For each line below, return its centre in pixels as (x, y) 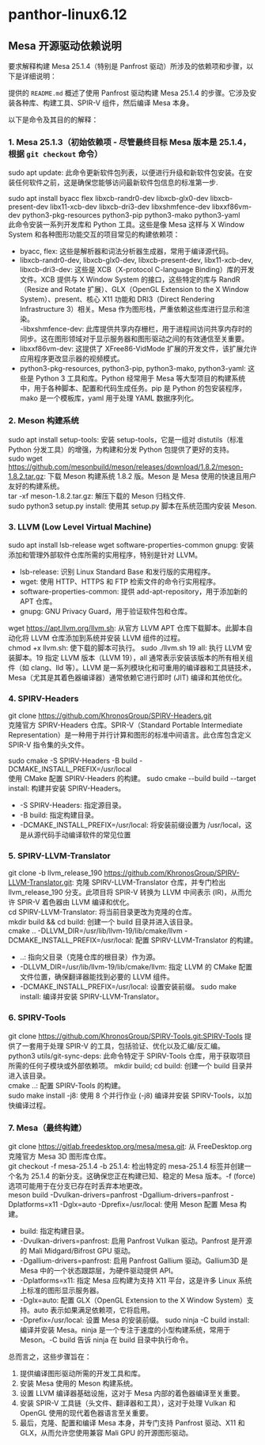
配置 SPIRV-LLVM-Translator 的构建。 (196, 940)
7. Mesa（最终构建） (47, 1128)
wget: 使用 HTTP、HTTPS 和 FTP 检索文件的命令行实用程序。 (120, 581)
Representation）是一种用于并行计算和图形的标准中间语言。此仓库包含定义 (130, 735)
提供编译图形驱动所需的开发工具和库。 (82, 1374)
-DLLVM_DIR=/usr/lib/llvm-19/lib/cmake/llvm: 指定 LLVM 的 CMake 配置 (136, 967)
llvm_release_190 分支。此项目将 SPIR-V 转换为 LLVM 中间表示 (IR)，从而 (127, 893)
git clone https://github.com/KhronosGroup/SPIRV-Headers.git (110, 716)
